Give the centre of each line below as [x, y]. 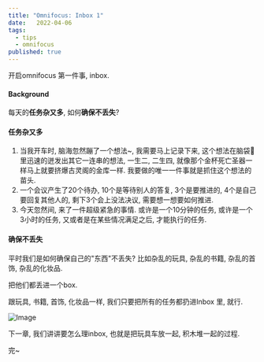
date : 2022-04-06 [40, 23]
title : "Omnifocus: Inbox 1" [56, 15]
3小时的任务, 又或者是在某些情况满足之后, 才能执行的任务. [113, 220]
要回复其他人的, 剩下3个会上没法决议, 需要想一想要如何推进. [117, 200]
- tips [26, 37]
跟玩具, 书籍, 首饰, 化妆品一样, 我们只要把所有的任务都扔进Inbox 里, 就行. [126, 301]
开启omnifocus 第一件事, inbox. [59, 75]
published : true [35, 52]
